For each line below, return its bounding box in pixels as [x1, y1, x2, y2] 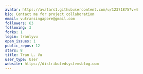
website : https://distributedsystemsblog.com [5, 61, 99, 66]
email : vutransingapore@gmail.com [5, 16, 75, 21]
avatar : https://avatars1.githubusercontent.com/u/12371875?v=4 [5, 7, 138, 12]
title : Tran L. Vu [5, 52, 42, 57]
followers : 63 [5, 20, 34, 26]
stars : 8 [5, 48, 23, 53]
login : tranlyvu [5, 35, 38, 39]
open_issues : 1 [5, 39, 36, 44]
